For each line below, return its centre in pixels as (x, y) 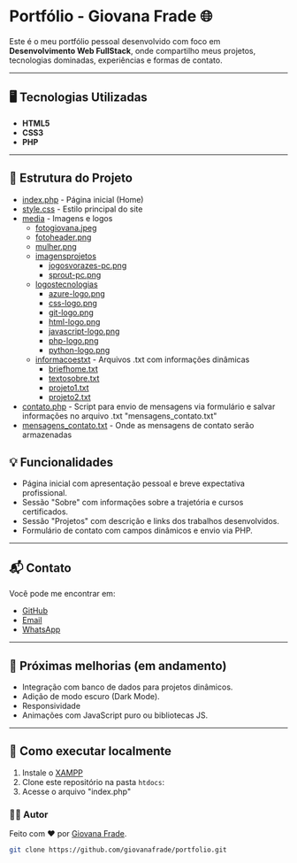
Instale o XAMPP (53, 773)
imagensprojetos (66, 256)
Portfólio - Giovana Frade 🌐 (111, 16)
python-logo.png (79, 350)
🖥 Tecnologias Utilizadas (78, 98)
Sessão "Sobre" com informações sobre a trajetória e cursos (133, 503)
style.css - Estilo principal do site (82, 209)
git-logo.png (71, 312)
